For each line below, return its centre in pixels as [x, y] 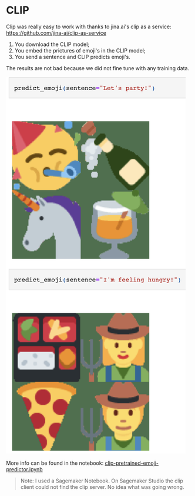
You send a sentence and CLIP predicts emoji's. [72, 57]
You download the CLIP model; [52, 44]
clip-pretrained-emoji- [132, 463]
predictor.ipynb [24, 469]
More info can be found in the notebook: [55, 463]
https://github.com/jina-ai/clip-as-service [56, 32]
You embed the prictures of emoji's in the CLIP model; [80, 50]
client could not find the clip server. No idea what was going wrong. [102, 487]
